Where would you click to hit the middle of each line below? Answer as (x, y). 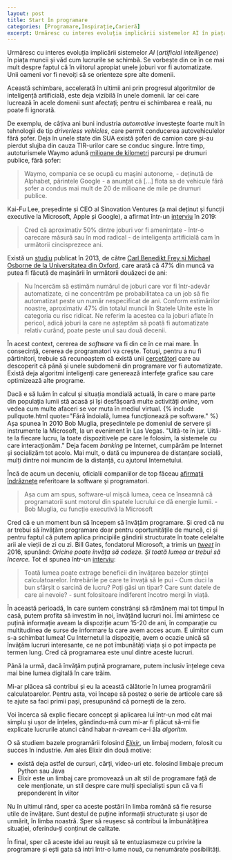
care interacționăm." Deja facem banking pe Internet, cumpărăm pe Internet (115, 446)
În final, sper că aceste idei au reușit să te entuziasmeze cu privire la (105, 842)
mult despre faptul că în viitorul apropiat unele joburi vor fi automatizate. (110, 67)
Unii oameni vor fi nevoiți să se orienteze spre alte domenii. (91, 75)
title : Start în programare (48, 20)
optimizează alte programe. (46, 381)
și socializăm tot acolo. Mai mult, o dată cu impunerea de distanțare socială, (115, 453)
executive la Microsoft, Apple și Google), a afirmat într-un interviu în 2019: (112, 217)
